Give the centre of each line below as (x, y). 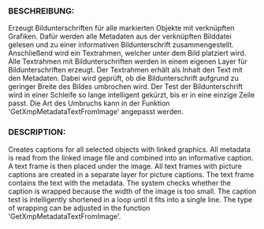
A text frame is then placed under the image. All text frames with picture (125, 166)
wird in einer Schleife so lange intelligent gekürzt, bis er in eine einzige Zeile (132, 95)
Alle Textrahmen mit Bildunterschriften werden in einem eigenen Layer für (128, 61)
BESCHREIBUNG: (41, 11)
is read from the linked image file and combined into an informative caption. (131, 157)
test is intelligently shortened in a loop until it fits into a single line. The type (130, 199)
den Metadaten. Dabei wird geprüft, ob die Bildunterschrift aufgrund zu (123, 78)
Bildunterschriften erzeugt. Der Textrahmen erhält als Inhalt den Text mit (125, 70)
